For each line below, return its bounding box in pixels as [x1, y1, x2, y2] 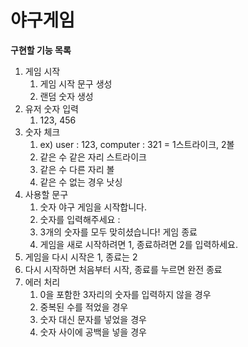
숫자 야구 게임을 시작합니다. [39, 201, 147, 213]
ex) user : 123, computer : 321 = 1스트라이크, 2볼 [39, 138, 235, 150]
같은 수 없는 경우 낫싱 [39, 176, 123, 188]
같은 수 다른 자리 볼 [39, 163, 115, 175]
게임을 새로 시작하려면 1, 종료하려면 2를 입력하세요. [39, 238, 238, 250]
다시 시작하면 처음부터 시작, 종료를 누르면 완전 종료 [24, 263, 223, 275]
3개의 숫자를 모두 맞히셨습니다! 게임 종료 [39, 226, 198, 238]
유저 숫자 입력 [24, 102, 79, 115]
